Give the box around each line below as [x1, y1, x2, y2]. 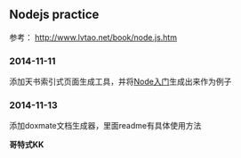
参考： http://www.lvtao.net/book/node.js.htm [9, 31, 178, 43]
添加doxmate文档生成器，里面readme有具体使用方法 [9, 121, 202, 131]
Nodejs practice [9, 7, 100, 22]
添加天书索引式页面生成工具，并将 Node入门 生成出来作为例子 [9, 76, 232, 87]
